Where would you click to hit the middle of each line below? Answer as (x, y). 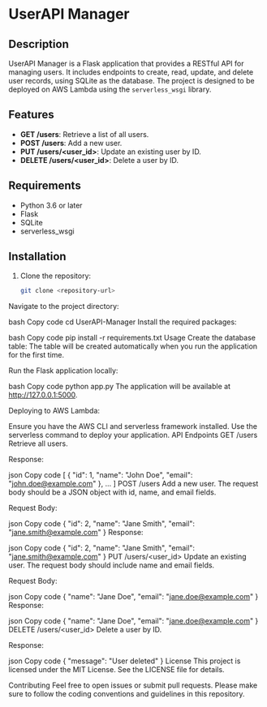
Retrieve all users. (39, 443)
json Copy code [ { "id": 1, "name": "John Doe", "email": (101, 475)
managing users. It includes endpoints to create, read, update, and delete (131, 72)
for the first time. (37, 355)
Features (31, 115)
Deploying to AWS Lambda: (54, 411)
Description (39, 44)
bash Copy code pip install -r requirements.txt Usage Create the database (132, 338)
